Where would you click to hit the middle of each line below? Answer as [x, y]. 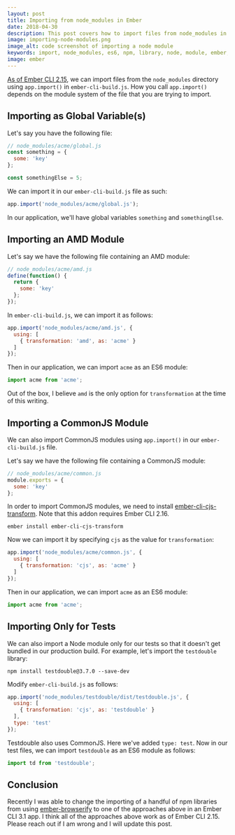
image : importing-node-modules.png [59, 40]
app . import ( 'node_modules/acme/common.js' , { [74, 553]
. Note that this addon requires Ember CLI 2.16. [102, 514]
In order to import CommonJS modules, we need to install [90, 506]
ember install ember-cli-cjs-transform [65, 527]
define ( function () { [37, 276]
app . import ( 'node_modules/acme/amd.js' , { [70, 328]
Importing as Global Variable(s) [77, 116]
